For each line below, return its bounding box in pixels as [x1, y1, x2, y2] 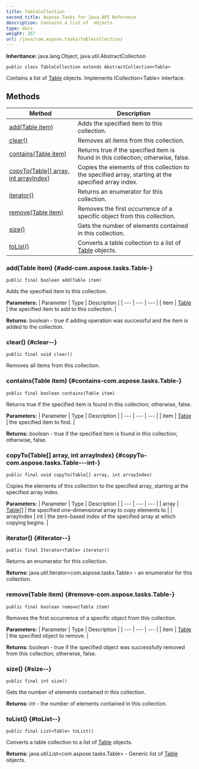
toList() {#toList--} [6, 714, 61, 723]
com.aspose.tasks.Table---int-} [6, 458, 101, 466]
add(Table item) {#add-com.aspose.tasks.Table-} [6, 263, 153, 272]
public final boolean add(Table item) [6, 277, 102, 284]
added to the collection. [6, 323, 64, 331]
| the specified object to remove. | [6, 632, 89, 639]
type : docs [6, 25, 33, 31]
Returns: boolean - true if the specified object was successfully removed [6, 643, 185, 650]
